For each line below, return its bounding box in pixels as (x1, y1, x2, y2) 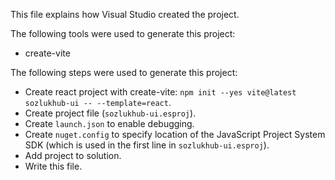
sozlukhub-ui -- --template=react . (24, 97, 172, 108)
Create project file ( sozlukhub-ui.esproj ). (24, 107, 197, 119)
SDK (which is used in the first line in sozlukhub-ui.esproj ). (24, 139, 270, 151)
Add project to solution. (24, 150, 122, 161)
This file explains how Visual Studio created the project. (10, 9, 240, 20)
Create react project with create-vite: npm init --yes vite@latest (24, 86, 297, 98)
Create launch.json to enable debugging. (24, 118, 195, 129)
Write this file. (24, 160, 83, 172)
